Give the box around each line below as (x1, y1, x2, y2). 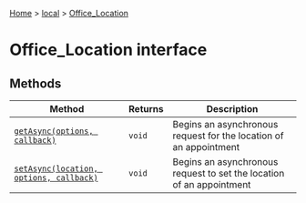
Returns (128, 103, 164, 115)
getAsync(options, (14, 127, 94, 136)
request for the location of (172, 129, 284, 142)
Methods (9, 76, 62, 91)
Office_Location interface (9, 40, 208, 60)
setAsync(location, (14, 164, 98, 174)
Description (206, 103, 259, 115)
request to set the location (172, 167, 285, 179)
